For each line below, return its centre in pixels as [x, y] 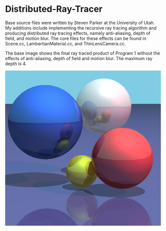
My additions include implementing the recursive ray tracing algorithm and [81, 28]
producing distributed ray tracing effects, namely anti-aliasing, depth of [78, 33]
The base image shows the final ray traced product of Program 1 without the [83, 53]
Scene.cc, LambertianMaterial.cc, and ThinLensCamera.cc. [65, 43]
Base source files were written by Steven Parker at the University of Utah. [80, 23]
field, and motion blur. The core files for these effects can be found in [76, 38]
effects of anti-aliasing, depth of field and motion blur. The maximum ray [79, 58]
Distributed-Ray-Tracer [54, 9]
